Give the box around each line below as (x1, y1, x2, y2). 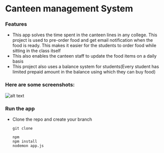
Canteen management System (5, 3, 133, 14)
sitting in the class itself (12, 48, 61, 54)
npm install (12, 139, 37, 144)
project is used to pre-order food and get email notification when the (12, 37, 153, 43)
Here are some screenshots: (5, 81, 75, 88)
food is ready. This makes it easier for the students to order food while (12, 43, 157, 49)
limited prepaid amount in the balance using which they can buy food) (12, 69, 156, 75)
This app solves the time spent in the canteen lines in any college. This (12, 32, 158, 38)
